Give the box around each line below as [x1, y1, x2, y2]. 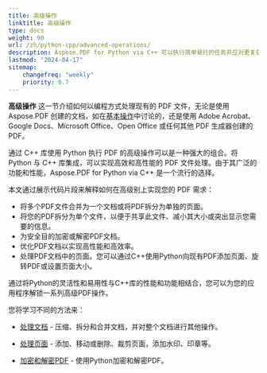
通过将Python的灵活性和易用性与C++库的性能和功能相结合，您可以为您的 [8, 278, 248, 287]
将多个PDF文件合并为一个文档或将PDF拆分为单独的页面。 [19, 201, 208, 211]
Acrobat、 [222, 111, 256, 120]
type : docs [8, 26, 44, 34]
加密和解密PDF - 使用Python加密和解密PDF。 [19, 356, 168, 365]
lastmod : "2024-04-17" [8, 56, 83, 64]
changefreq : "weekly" [22, 71, 94, 79]
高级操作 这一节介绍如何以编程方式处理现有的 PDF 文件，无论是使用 [8, 101, 230, 111]
